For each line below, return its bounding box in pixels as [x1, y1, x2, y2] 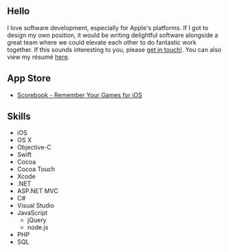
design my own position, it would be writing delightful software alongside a [7, 31, 218, 39]
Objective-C [16, 143, 52, 151]
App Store [7, 73, 51, 84]
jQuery [27, 216, 47, 225]
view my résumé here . [7, 53, 70, 61]
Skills [7, 111, 31, 123]
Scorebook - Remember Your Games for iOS [16, 90, 142, 99]
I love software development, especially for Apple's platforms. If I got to [7, 23, 209, 32]
